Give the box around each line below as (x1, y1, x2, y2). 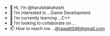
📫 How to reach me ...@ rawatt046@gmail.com (9, 26, 105, 31)
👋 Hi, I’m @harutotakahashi (9, 5, 65, 10)
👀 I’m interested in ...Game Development (9, 10, 91, 16)
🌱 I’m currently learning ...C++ (9, 15, 71, 20)
